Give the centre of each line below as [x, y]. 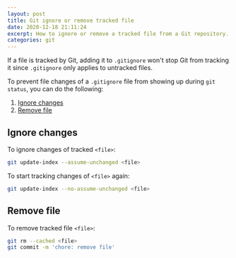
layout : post [26, 14]
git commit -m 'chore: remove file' [61, 247]
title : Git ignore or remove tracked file [71, 20]
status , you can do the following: [55, 89]
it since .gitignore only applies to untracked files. [80, 68]
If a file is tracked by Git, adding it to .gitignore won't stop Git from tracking [118, 60]
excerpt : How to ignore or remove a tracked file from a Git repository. [118, 34]
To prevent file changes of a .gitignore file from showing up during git [111, 81]
